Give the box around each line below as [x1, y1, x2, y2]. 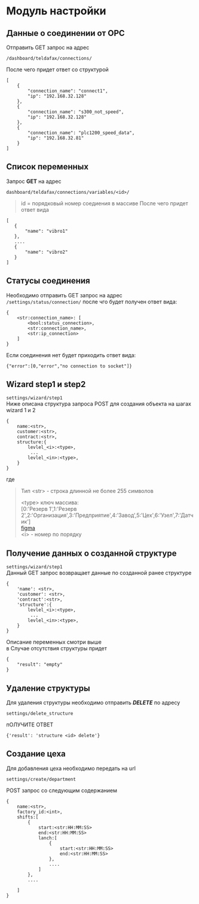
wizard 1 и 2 [6, 407, 36, 414]
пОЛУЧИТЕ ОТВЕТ [6, 721, 54, 728]
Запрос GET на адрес [6, 178, 62, 185]
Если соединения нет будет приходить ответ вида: [6, 351, 136, 358]
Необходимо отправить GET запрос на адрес [6, 291, 123, 299]
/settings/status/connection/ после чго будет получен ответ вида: [6, 298, 177, 305]
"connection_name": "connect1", [27, 88, 109, 94]
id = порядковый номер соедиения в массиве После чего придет [20, 199, 188, 207]
